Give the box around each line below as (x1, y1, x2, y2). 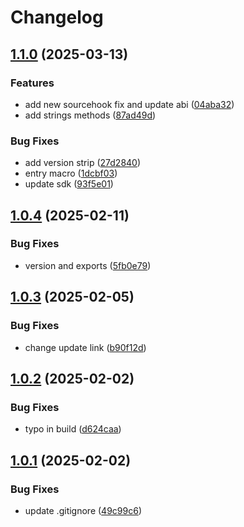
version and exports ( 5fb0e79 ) (24, 259, 152, 271)
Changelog (10, 6, 104, 29)
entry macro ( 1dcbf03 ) (24, 167, 118, 180)
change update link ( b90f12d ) (24, 341, 147, 353)
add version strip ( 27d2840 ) (24, 157, 142, 169)
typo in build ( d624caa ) (24, 423, 122, 435)
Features (10, 76, 55, 90)
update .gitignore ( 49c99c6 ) (24, 504, 142, 516)
